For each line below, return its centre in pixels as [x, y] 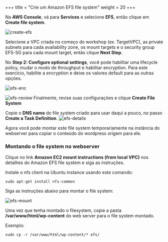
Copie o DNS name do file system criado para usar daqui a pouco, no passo [84, 113]
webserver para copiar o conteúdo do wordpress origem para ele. [73, 133]
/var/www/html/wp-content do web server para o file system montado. [80, 216]
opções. [14, 78]
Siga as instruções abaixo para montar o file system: [59, 191]
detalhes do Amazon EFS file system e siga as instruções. [65, 163]
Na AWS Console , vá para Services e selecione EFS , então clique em [77, 17]
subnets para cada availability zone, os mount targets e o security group [80, 47]
